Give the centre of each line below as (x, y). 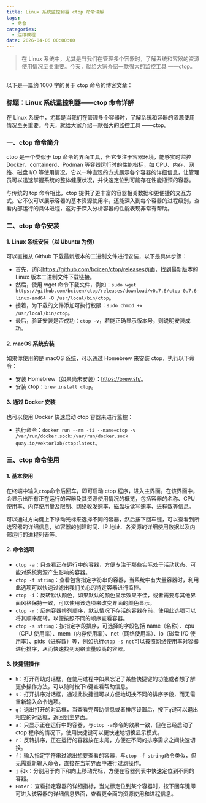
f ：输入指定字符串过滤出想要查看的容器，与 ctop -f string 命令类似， (103, 756)
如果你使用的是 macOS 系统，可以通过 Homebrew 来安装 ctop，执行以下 (98, 358)
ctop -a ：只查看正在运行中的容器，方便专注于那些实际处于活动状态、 (103, 564)
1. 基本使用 (20, 476)
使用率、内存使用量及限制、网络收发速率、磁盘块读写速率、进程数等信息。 (100, 506)
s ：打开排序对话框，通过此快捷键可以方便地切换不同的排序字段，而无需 (105, 694)
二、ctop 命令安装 (33, 226)
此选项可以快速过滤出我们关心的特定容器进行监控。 (80, 587)
